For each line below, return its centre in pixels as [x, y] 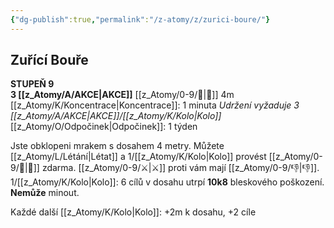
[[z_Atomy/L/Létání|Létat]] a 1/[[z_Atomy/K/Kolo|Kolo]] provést [138, 157]
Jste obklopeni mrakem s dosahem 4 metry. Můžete [117, 146]
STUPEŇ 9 [32, 84]
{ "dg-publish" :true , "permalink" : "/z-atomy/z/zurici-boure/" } [140, 19]
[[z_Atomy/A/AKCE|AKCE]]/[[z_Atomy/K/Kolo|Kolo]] [116, 116]
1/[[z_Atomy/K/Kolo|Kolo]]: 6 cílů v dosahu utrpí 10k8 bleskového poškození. [167, 182]
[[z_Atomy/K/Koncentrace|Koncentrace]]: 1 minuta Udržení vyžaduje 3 [155, 105]
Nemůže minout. [45, 193]
